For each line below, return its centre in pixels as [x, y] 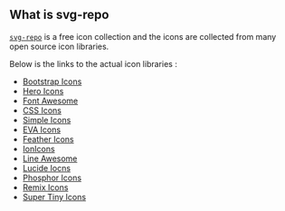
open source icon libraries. [59, 46]
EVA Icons [42, 129]
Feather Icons [48, 139]
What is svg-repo [59, 15]
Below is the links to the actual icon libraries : [94, 63]
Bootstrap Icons [52, 82]
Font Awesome [50, 101]
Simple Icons [47, 120]
